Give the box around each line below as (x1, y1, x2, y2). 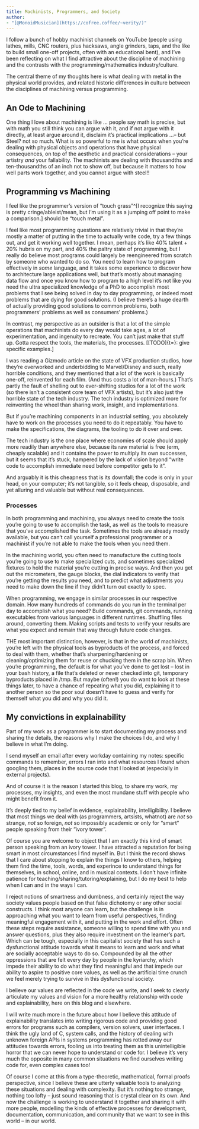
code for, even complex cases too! (6, 1062, 91, 1069)
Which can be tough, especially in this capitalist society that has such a (6, 937, 181, 945)
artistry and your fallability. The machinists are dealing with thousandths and (6, 157, 193, 164)
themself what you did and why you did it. (6, 695, 108, 702)
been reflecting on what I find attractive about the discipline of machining (6, 55, 185, 62)
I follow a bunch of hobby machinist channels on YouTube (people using (6, 36, 182, 43)
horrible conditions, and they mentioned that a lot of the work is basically (6, 370, 185, 377)
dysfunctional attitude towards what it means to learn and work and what (6, 944, 185, 951)
